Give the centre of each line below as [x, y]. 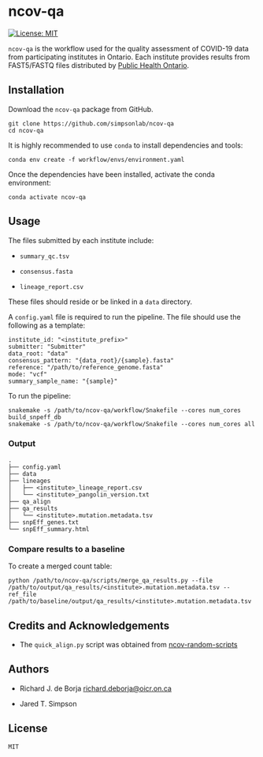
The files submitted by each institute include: [81, 240]
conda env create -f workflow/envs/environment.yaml [96, 159]
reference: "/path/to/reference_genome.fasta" [86, 367]
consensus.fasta [46, 272]
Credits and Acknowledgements [89, 626]
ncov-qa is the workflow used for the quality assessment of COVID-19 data [129, 48]
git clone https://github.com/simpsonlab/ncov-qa [91, 124]
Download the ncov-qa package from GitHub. [81, 109]
